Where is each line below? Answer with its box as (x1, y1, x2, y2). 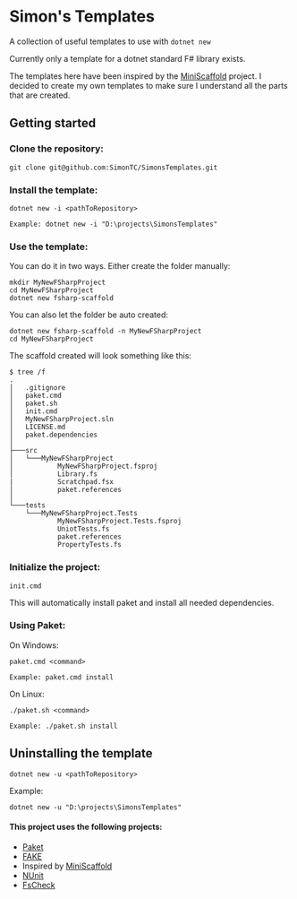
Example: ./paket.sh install (9, 722, 118, 730)
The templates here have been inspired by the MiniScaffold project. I (9, 70, 262, 82)
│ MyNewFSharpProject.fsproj (9, 462, 158, 471)
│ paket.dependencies (9, 430, 98, 440)
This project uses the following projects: (9, 822, 163, 833)
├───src (9, 446, 38, 455)
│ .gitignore (9, 384, 66, 393)
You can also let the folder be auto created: (9, 309, 168, 320)
